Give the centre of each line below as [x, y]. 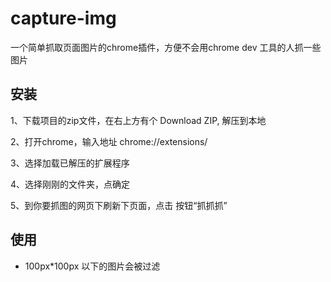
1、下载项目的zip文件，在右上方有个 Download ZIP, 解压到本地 [138, 120]
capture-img [63, 18]
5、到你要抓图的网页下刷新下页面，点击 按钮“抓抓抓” [119, 205]
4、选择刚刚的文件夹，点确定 [70, 184]
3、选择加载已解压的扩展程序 [70, 163]
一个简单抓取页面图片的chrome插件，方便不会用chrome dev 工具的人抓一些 [166, 47]
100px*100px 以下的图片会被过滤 [92, 266]
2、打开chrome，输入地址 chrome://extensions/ [109, 141]
